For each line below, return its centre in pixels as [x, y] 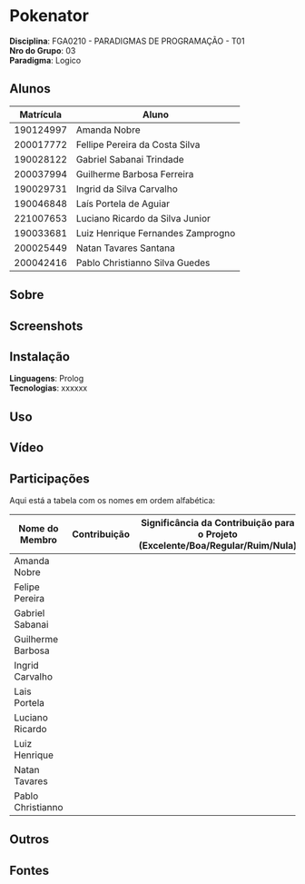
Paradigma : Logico [45, 60]
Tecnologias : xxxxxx [49, 388]
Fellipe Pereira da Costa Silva [138, 144]
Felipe [27, 587]
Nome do [38, 528]
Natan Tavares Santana [125, 248]
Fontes [30, 870]
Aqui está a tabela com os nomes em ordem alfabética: [113, 500]
